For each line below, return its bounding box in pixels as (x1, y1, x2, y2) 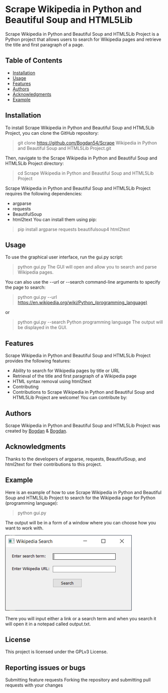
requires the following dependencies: (5, 190, 82, 196)
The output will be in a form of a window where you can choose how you (5, 519, 156, 525)
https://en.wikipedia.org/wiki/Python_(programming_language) (17, 299, 147, 306)
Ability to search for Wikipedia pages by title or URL (12, 367, 120, 374)
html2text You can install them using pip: (12, 216, 97, 223)
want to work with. (5, 525, 44, 531)
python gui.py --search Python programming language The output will (17, 319, 163, 325)
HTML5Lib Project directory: (5, 160, 64, 166)
